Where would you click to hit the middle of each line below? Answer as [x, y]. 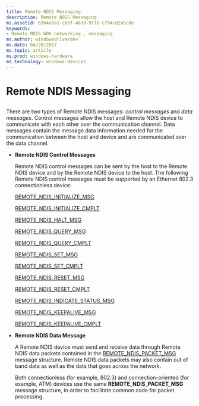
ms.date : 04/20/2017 [32, 45]
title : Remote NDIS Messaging [44, 12]
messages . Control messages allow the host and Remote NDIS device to [94, 118]
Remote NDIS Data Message [50, 336]
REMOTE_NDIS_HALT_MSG [48, 220]
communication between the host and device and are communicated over [97, 137]
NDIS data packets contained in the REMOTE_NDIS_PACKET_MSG [95, 354]
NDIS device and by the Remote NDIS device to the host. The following [101, 173]
